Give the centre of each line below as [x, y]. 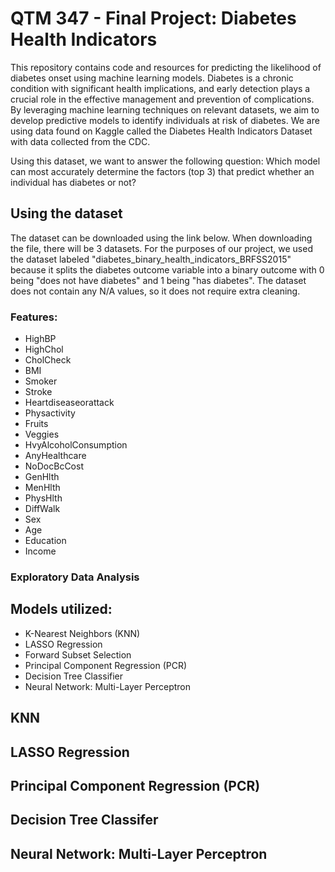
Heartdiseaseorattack [69, 403]
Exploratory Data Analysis [75, 577]
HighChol [44, 349]
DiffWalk [42, 509]
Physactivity [50, 413]
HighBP [40, 339]
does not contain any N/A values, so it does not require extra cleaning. [155, 291]
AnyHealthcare [55, 456]
